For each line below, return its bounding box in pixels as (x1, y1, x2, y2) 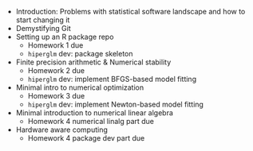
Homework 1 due (27, 41, 84, 50)
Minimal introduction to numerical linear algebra (15, 108, 174, 118)
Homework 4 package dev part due (27, 134, 145, 142)
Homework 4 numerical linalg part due (27, 117, 154, 126)
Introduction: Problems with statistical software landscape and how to (15, 7, 246, 16)
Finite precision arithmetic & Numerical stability (15, 57, 172, 67)
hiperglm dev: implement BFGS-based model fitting (27, 75, 197, 83)
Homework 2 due (27, 66, 85, 75)
